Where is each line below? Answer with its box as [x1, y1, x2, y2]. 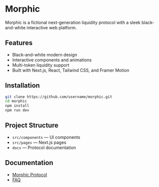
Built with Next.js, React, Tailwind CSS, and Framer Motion [12, 67, 129, 73]
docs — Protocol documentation [12, 145, 77, 150]
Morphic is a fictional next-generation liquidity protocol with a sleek [5, 19, 140, 25]
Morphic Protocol [12, 171, 47, 177]
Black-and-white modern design [12, 52, 77, 57]
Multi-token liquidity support [12, 62, 70, 68]
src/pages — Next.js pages [12, 139, 67, 145]
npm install [5, 103, 29, 108]
